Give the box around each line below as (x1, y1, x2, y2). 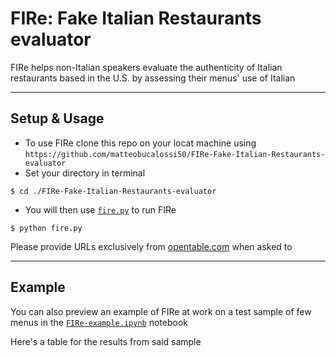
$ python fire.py (10, 223, 83, 233)
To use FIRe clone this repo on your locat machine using (24, 137, 257, 149)
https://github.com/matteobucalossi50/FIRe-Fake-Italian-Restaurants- (24, 149, 326, 159)
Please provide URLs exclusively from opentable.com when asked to (10, 240, 293, 252)
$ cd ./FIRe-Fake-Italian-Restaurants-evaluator (10, 186, 217, 196)
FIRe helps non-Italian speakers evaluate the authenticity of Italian (10, 61, 283, 73)
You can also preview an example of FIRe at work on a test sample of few (10, 305, 312, 317)
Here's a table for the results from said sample (10, 335, 202, 347)
